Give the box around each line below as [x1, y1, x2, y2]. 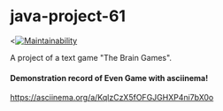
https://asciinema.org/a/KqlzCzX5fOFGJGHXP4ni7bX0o [10, 92, 214, 103]
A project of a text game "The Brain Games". [10, 52, 172, 63]
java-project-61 [10, 6, 127, 26]
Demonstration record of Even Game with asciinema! [10, 72, 209, 83]
